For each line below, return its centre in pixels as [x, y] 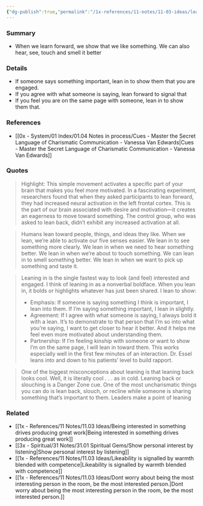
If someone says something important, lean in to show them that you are [105, 82]
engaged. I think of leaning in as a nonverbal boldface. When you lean [108, 284]
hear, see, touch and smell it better [58, 53]
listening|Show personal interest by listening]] [72, 452]
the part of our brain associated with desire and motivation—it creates [108, 210]
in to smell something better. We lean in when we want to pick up [102, 260]
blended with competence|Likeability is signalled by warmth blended [100, 465]
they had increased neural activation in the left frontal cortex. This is [106, 203]
